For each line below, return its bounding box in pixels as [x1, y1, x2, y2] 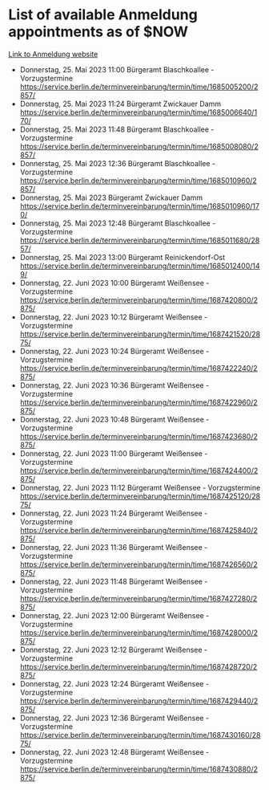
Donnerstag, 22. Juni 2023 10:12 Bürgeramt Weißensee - [19, 312, 208, 322]
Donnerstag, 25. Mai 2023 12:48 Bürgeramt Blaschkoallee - [19, 218, 216, 228]
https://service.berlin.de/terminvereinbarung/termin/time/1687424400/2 [19, 466, 259, 475]
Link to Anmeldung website [8, 49, 98, 59]
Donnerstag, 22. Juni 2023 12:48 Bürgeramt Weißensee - [19, 747, 210, 756]
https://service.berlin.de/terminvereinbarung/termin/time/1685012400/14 [19, 261, 260, 271]
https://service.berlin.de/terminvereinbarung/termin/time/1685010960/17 [19, 201, 260, 210]
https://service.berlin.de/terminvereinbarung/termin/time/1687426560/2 [19, 560, 258, 569]
